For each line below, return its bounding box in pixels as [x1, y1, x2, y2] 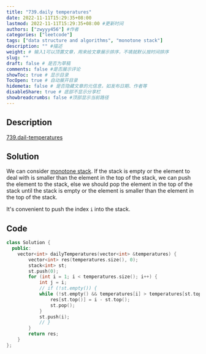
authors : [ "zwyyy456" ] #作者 [6, 26, 79, 33]
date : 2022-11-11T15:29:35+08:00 [6, 15, 92, 21]
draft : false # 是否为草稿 [6, 60, 71, 66]
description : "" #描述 [6, 44, 63, 50]
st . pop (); [50, 302, 75, 309]
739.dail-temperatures [6, 133, 63, 141]
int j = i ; [39, 280, 67, 286]
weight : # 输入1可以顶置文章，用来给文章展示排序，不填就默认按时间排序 [6, 49, 169, 55]
